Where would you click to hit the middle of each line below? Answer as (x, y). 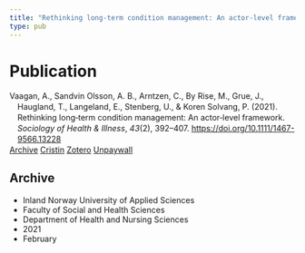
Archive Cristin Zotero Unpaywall (71, 150)
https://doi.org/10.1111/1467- (243, 129)
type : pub (28, 26)
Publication (53, 71)
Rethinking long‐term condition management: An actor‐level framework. (152, 118)
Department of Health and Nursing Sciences (105, 219)
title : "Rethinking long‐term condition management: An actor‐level (142, 18)
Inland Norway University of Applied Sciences (108, 199)
